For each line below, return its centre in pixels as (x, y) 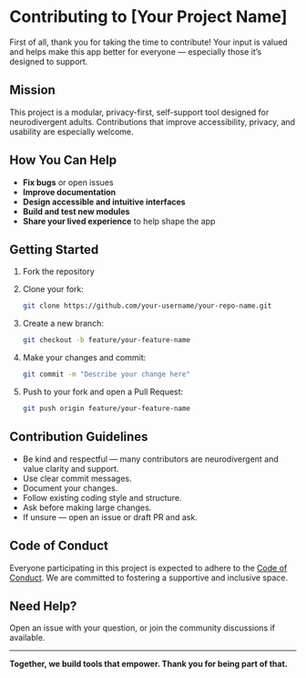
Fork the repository (59, 272)
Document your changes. (70, 488)
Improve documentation (69, 192)
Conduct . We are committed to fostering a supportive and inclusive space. (149, 578)
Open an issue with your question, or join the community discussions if (143, 628)
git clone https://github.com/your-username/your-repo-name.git (147, 306)
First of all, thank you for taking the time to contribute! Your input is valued (149, 42)
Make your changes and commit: (84, 358)
